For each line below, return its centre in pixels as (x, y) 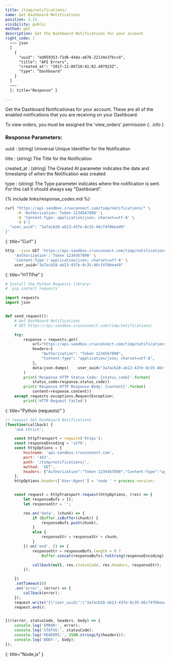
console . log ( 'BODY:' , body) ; (45, 640)
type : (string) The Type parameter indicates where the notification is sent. (83, 183)
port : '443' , (37, 457)
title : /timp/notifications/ (36, 10)
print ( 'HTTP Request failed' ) (55, 401)
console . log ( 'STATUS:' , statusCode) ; (54, 631)
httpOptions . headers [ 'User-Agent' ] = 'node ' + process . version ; (85, 481)
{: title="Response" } (34, 90)
